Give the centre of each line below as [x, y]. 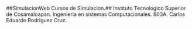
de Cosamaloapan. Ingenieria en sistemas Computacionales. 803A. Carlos [96, 14]
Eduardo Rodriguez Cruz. [37, 20]
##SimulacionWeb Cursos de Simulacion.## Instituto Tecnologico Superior [96, 8]
